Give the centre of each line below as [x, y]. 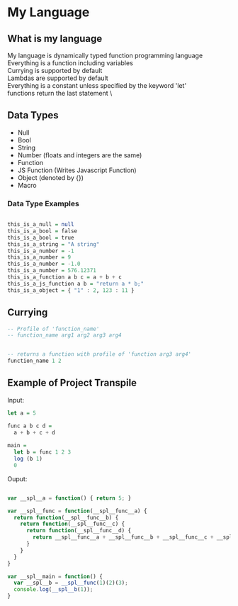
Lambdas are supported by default [58, 78]
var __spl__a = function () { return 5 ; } [69, 498]
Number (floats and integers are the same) [80, 155]
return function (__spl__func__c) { [73, 524]
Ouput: [17, 478]
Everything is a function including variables [70, 63]
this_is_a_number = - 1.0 [44, 264]
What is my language [55, 39]
